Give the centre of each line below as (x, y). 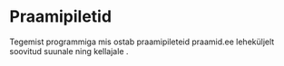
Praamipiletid (60, 17)
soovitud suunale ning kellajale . (69, 51)
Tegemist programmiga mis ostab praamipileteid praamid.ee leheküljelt (142, 42)
